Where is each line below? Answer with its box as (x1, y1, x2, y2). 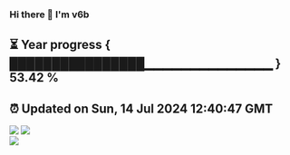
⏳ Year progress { (9, 37, 111, 53)
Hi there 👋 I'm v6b (9, 8, 90, 21)
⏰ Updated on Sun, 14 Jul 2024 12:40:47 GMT (9, 101, 274, 116)
